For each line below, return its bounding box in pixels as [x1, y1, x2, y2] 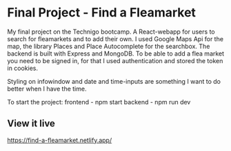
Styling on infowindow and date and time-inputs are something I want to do [7, 77, 221, 85]
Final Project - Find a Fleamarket [7, 5, 197, 21]
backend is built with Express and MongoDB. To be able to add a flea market [7, 49, 225, 58]
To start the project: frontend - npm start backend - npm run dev [7, 97, 191, 106]
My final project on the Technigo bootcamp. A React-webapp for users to [7, 27, 215, 36]
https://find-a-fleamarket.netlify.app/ [7, 136, 112, 144]
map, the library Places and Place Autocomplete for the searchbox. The [7, 42, 210, 50]
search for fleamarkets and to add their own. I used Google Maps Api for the [7, 34, 224, 43]
